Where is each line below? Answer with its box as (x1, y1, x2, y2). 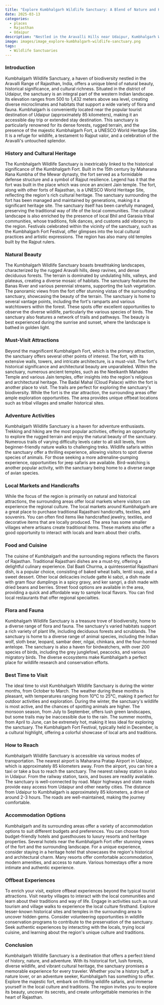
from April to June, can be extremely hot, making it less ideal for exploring (5, 719, 154, 725)
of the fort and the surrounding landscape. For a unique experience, (5, 844, 142, 849)
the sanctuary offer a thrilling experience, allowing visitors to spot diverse (5, 449, 153, 455)
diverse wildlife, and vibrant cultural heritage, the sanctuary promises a (5, 963, 148, 969)
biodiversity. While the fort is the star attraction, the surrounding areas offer (5, 389, 157, 395)
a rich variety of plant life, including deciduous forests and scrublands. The (5, 628, 156, 634)
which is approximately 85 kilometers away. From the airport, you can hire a (5, 763, 158, 769)
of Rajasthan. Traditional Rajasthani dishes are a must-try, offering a (5, 558, 142, 564)
